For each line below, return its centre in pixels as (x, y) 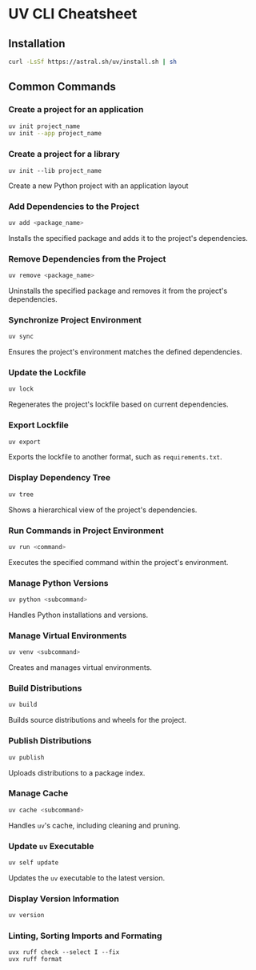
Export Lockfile (39, 425)
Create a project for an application (76, 110)
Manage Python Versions (59, 583)
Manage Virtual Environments (68, 635)
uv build (23, 705)
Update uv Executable (51, 846)
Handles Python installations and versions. (78, 615)
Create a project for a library (64, 154)
